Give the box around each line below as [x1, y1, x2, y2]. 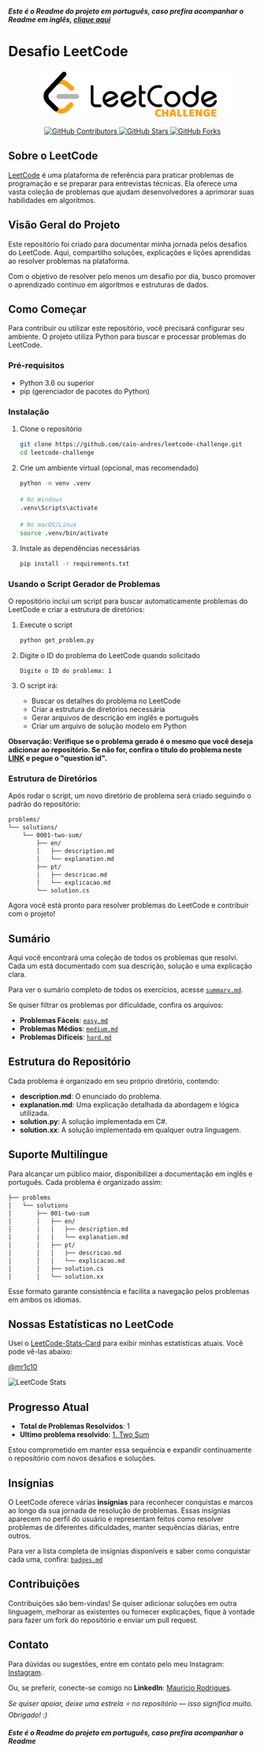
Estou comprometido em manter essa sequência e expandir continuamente [8, 1446, 252, 1455]
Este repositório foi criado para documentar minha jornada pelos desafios [8, 239, 247, 249]
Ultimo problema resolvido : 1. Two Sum [19, 1430, 150, 1439]
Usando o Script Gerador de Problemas [8, 578, 161, 589]
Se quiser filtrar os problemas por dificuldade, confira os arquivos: [8, 1000, 224, 1009]
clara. [8, 969, 27, 979]
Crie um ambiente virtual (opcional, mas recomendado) [19, 463, 199, 472]
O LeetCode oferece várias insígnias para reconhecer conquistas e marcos [8, 1498, 254, 1507]
